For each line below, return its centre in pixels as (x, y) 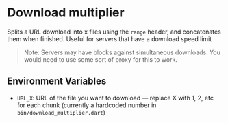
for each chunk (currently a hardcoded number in (87, 105)
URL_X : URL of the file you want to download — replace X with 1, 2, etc (115, 98)
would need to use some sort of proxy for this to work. (101, 59)
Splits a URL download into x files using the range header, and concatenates (114, 32)
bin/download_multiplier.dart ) (61, 112)
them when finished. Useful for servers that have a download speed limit (110, 38)
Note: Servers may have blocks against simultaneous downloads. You (122, 52)
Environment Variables (57, 81)
